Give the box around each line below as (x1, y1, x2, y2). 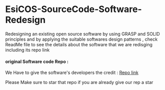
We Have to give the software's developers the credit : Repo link (5, 69, 139, 76)
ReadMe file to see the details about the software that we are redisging (5, 41, 153, 47)
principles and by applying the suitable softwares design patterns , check (5, 36, 158, 42)
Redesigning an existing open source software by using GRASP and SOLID (5, 31, 160, 37)
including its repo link (5, 47, 50, 53)
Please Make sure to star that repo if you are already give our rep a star (5, 79, 153, 85)
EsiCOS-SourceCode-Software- (5, 4, 142, 15)
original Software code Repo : (5, 58, 69, 64)
